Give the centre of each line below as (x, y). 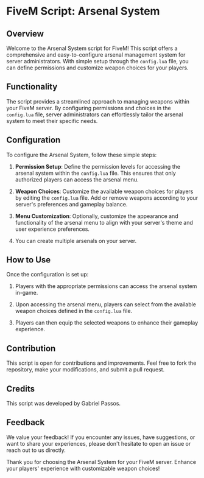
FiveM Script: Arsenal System (83, 11)
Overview (25, 34)
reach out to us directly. (36, 450)
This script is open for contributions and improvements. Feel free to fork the (101, 363)
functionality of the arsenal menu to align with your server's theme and (104, 222)
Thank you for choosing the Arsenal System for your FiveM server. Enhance (101, 462)
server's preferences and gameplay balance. (71, 204)
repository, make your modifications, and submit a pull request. (86, 370)
